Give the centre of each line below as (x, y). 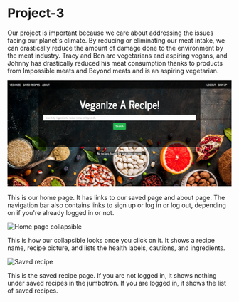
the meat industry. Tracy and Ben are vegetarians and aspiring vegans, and (117, 56)
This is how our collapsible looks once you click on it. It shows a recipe (111, 240)
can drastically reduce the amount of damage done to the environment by (116, 48)
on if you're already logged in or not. (61, 212)
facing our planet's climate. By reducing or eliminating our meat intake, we (116, 40)
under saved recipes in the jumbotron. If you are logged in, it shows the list (117, 283)
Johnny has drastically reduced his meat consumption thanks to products (115, 63)
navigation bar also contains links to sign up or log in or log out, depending (117, 205)
